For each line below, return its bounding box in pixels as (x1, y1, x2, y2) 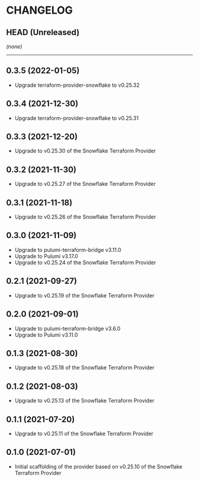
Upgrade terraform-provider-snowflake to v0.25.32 (14, 81, 140, 88)
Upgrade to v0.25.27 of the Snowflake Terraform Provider (14, 181, 156, 188)
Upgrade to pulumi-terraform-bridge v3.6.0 (14, 325, 121, 332)
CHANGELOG (6, 4, 73, 17)
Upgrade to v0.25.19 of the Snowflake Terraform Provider (14, 292, 155, 299)
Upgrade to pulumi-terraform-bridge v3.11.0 (14, 246, 121, 253)
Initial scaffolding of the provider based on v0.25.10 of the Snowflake (14, 463, 182, 470)
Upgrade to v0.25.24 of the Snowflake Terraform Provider (14, 259, 156, 266)
